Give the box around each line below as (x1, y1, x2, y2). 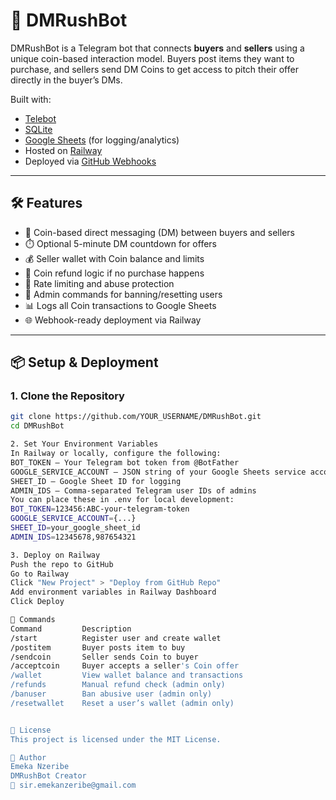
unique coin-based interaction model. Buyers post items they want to (10, 52, 295, 64)
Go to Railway (10, 569, 70, 579)
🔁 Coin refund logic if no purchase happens (24, 267, 205, 279)
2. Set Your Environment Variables (10, 439, 159, 449)
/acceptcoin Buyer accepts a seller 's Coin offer (10, 661, 240, 671)
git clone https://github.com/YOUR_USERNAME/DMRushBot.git (10, 412, 262, 422)
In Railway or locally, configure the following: (10, 449, 222, 459)
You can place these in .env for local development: (10, 495, 235, 505)
